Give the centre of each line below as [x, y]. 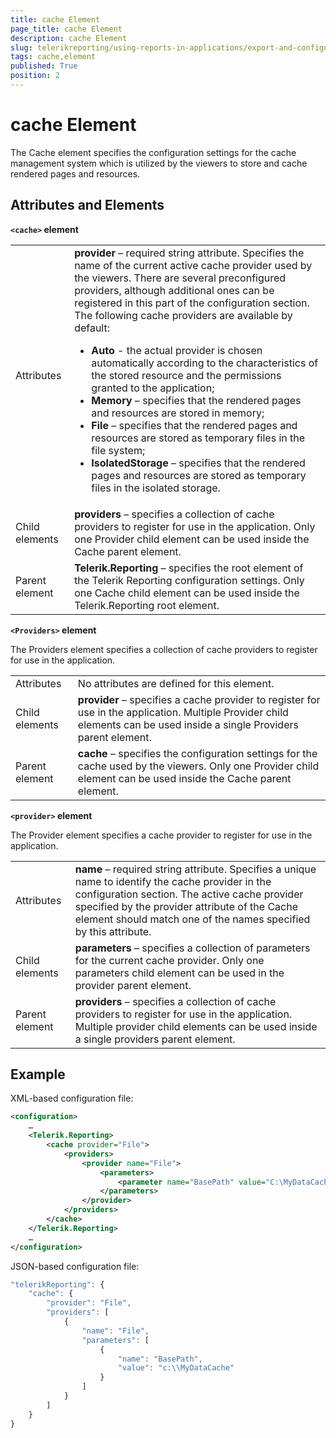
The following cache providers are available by [183, 315]
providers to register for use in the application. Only [195, 526]
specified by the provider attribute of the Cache [186, 906]
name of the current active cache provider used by [193, 265]
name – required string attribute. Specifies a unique [195, 869]
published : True [44, 66]
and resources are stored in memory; [178, 413]
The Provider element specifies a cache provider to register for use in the [161, 835]
